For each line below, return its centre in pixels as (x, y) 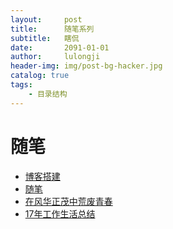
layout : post (46, 19)
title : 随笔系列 (52, 29)
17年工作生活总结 (60, 213)
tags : (21, 85)
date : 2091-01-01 (60, 47)
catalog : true (40, 76)
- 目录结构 (48, 94)
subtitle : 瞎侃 (45, 38)
